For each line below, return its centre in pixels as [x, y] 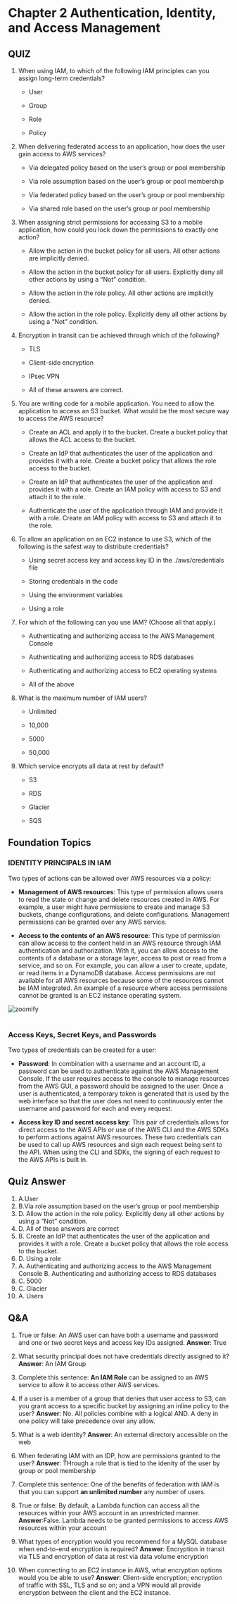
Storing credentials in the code [73, 581]
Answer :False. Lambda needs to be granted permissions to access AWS [123, 1520]
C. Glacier [33, 1288]
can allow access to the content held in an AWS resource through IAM [120, 943]
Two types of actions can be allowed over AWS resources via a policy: [110, 878]
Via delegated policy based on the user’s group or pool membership [127, 168]
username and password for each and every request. [95, 1108]
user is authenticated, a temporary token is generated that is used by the [123, 1094]
